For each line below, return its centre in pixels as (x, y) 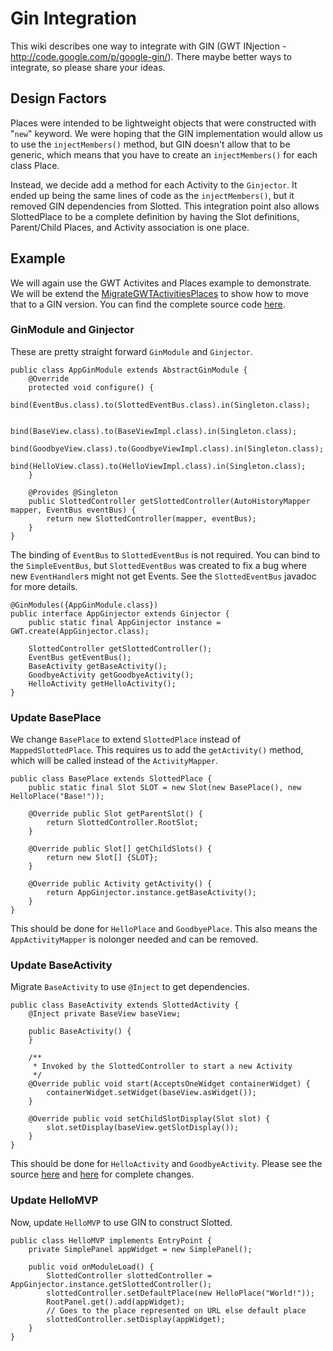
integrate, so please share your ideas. (88, 67)
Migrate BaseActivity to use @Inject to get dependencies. (130, 987)
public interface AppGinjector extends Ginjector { (120, 613)
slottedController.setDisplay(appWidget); (136, 1319)
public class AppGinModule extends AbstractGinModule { (129, 370)
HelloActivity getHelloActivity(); (102, 683)
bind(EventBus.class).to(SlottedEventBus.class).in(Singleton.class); (160, 405)
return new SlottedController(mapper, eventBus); (151, 518)
